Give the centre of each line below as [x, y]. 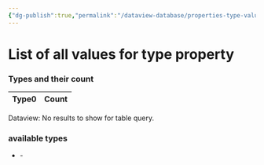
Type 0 [24, 99]
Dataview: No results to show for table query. [81, 118]
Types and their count [51, 79]
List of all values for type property [121, 54]
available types [38, 138]
